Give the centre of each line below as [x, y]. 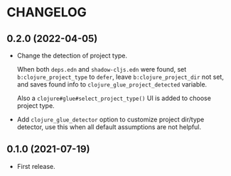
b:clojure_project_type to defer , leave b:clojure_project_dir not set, [120, 77]
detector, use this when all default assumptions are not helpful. [109, 127]
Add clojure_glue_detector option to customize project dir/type [111, 119]
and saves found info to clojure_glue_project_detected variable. [112, 84]
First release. [36, 166]
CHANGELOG [47, 12]
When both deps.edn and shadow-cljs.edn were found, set [102, 69]
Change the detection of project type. [72, 55]
